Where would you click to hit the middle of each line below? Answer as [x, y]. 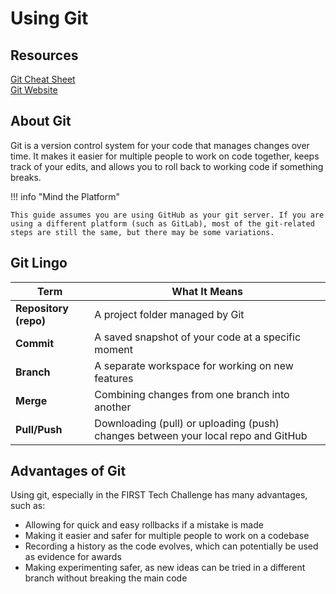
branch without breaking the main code [106, 578]
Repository [42, 308]
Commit [35, 343]
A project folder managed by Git [169, 314]
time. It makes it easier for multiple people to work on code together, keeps [165, 156]
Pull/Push [39, 429]
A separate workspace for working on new [194, 365]
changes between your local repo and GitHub [201, 435]
